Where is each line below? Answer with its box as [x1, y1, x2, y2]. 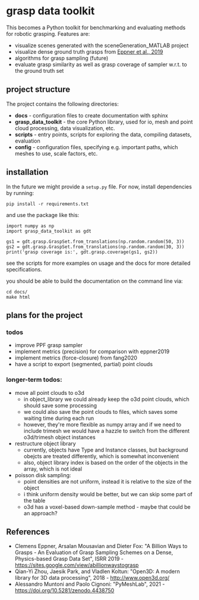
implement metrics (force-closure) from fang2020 [14, 354, 138, 361]
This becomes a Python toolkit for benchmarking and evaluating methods [6, 24, 186, 31]
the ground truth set [14, 67, 64, 74]
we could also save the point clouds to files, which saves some [23, 408, 178, 415]
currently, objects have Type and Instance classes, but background [23, 446, 188, 453]
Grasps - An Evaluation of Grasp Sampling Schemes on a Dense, [14, 549, 173, 556]
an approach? [23, 509, 58, 517]
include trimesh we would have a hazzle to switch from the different [23, 427, 190, 434]
